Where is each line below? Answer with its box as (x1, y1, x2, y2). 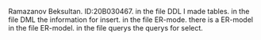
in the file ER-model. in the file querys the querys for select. (8, 24, 204, 32)
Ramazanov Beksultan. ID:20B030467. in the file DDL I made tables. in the (8, 7, 250, 16)
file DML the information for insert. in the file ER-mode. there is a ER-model (8, 15, 254, 24)
